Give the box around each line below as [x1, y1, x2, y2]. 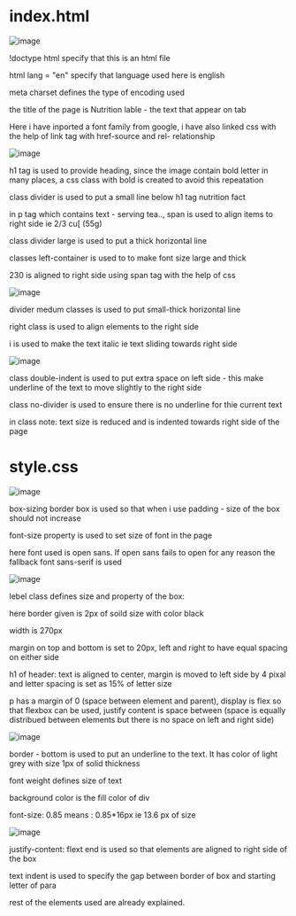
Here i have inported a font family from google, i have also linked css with [9, 121, 277, 132]
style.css [9, 457, 79, 477]
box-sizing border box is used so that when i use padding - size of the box [9, 503, 280, 514]
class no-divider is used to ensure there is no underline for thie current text [9, 399, 283, 409]
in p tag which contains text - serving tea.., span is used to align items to [9, 208, 274, 219]
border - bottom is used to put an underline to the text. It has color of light [9, 749, 278, 759]
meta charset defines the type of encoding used [9, 87, 186, 97]
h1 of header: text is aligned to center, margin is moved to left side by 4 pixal [9, 669, 286, 679]
